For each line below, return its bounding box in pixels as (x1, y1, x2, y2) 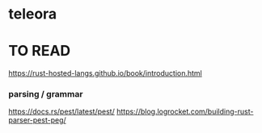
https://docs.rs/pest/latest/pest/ (8, 106, 115, 117)
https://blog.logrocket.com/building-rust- (116, 106, 254, 117)
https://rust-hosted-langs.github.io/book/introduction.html (8, 69, 202, 78)
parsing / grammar (8, 89, 83, 100)
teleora (8, 5, 57, 23)
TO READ (8, 42, 71, 60)
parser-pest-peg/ (8, 115, 66, 125)
